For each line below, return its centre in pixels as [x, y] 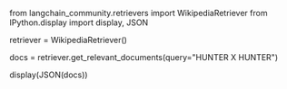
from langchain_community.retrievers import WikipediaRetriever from [139, 13]
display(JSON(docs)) [49, 75]
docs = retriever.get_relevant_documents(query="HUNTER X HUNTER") [144, 57]
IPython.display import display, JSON [79, 22]
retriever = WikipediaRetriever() [68, 40]
